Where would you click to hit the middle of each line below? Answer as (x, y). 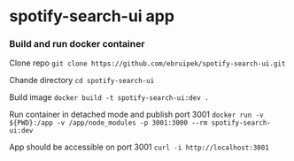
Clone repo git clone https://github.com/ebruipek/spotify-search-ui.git (147, 63)
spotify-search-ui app (92, 16)
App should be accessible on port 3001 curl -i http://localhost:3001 (139, 147)
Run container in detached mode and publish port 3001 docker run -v (136, 115)
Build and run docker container (77, 44)
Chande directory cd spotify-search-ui (82, 80)
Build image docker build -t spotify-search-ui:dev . (109, 97)
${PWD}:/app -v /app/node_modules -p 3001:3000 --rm (108, 123)
